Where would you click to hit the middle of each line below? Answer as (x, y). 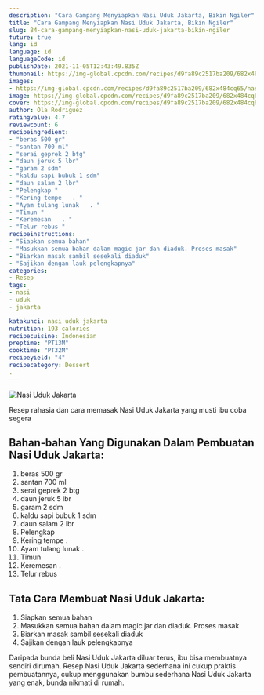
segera (20, 418)
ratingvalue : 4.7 (37, 118)
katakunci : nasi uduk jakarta (58, 321)
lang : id (23, 45)
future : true (30, 37)
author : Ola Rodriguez (46, 111)
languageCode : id (37, 60)
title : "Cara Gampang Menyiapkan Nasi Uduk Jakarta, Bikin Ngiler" (121, 23)
